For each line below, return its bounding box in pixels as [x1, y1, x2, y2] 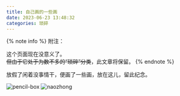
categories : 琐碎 [6, 20, 49, 26]
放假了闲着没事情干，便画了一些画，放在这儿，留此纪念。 [6, 71, 151, 78]
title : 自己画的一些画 [6, 9, 58, 15]
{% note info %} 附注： [6, 38, 65, 45]
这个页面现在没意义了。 [6, 50, 65, 58]
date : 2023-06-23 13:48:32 [6, 15, 75, 21]
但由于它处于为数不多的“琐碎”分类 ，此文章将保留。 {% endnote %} [6, 58, 175, 66]
